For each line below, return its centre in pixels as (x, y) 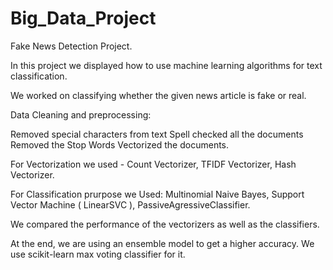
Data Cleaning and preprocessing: (81, 114)
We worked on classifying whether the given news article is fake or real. (158, 95)
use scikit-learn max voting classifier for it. (98, 254)
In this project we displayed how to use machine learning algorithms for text (166, 65)
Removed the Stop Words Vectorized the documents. (120, 144)
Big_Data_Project (83, 18)
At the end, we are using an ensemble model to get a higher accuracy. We (162, 243)
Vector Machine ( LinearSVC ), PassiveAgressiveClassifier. (130, 204)
